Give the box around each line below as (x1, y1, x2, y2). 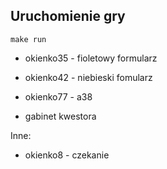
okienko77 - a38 (24, 90, 93, 103)
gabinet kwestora (24, 110, 97, 122)
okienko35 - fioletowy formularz (24, 52, 158, 64)
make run (10, 34, 47, 44)
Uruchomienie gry (10, 8, 126, 25)
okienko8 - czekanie (24, 149, 110, 161)
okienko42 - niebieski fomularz (24, 71, 153, 83)
